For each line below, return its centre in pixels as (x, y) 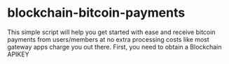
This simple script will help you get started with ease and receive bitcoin (111, 32)
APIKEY (18, 54)
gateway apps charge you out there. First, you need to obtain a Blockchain (114, 47)
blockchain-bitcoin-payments (96, 13)
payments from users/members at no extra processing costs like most (109, 39)
